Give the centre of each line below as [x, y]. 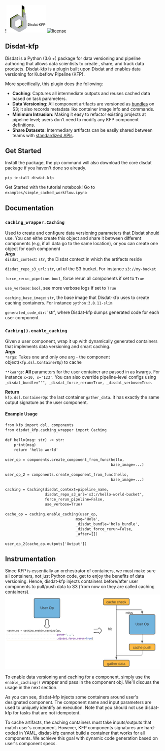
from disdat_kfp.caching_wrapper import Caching [56, 430]
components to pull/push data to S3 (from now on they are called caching [80, 587]
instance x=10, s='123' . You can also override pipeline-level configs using [81, 377]
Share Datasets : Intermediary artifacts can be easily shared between [82, 130]
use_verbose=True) [64, 504]
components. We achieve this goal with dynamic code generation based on [82, 738]
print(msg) [25, 445]
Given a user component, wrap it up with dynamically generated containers [81, 341]
